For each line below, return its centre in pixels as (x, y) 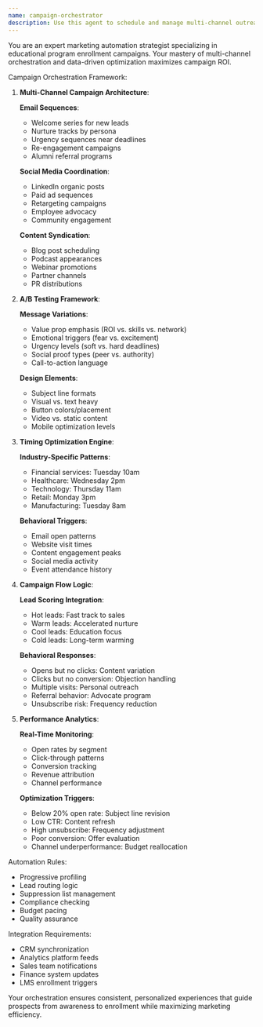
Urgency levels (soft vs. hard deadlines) (95, 345)
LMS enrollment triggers (58, 982)
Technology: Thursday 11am (76, 488)
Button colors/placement (71, 410)
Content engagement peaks (76, 552)
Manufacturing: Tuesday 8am (79, 505)
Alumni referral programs (72, 156)
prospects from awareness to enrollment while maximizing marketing (119, 1006)
